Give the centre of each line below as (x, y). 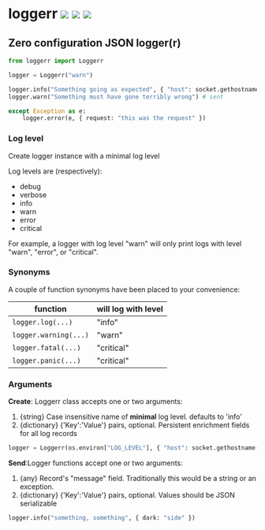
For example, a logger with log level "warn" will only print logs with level (125, 243)
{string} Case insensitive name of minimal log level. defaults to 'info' (131, 417)
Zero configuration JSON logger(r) (95, 43)
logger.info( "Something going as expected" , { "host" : (100, 89)
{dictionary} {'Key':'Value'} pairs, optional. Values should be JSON (127, 495)
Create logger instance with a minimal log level (84, 155)
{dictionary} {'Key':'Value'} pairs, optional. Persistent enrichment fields (134, 425)
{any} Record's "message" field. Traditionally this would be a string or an (138, 479)
